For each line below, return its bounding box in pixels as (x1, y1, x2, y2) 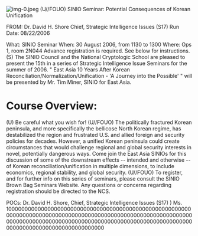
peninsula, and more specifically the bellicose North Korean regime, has (6, 124, 181, 132)
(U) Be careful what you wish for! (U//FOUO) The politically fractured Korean (6, 119, 192, 126)
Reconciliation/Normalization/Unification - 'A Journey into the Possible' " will (6, 73, 193, 79)
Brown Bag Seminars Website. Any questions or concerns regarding (6, 181, 172, 188)
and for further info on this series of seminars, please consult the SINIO (6, 175, 180, 182)
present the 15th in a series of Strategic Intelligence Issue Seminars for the (6, 60, 187, 67)
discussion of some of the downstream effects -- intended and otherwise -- (6, 156, 191, 163)
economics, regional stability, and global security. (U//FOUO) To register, (6, 169, 183, 176)
